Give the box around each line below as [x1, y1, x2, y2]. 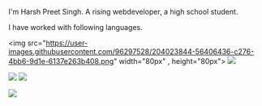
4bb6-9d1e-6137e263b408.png [8, 57, 114, 66]
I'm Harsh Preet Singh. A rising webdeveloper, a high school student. [8, 7, 238, 16]
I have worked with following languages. [8, 23, 144, 32]
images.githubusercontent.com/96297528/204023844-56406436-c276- [8, 47, 255, 56]
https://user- [45, 38, 88, 48]
